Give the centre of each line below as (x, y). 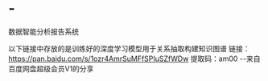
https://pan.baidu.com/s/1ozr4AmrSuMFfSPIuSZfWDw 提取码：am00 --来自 (134, 59)
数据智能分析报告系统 (43, 31)
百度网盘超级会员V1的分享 (51, 68)
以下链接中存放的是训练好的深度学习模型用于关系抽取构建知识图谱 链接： (129, 48)
